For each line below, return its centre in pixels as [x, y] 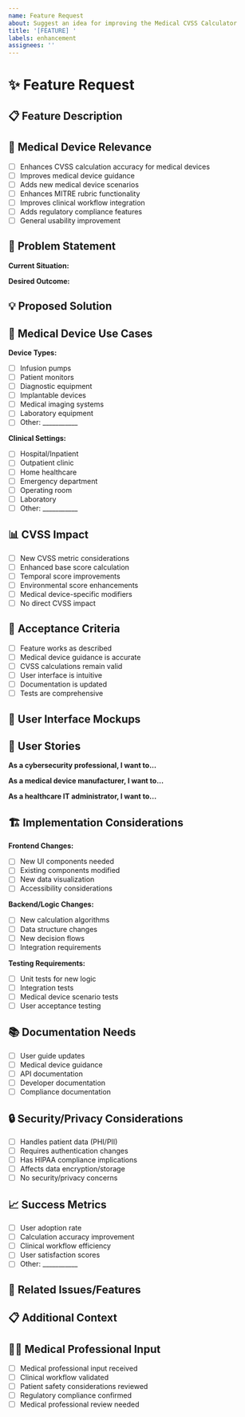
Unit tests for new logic [58, 979]
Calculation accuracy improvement [77, 1237]
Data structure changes [59, 929]
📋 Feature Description [65, 116]
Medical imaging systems [62, 404]
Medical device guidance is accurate [80, 657]
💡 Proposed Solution [60, 306]
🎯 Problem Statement [62, 246]
